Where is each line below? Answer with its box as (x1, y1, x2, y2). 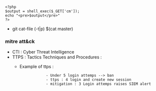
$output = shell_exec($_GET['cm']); (5, 9, 80, 14)
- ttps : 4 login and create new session (45, 77, 132, 82)
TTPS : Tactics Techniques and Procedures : (12, 54, 102, 60)
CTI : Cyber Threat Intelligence (12, 49, 74, 55)
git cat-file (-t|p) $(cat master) (12, 26, 73, 32)
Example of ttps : (19, 64, 54, 70)
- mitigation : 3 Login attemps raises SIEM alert (45, 82, 152, 87)
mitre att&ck (5, 38, 35, 45)
